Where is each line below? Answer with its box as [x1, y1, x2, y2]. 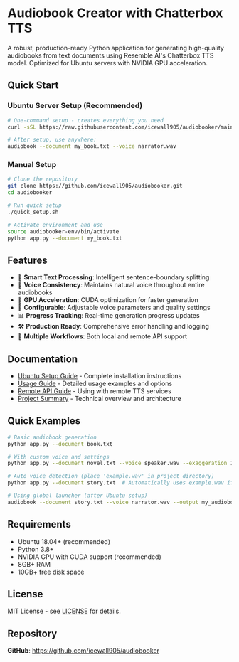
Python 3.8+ [17, 545, 55, 553]
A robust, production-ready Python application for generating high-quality [7, 43, 224, 52]
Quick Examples [7, 415, 81, 427]
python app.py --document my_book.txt [7, 235, 122, 242]
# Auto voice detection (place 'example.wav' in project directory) [7, 473, 215, 480]
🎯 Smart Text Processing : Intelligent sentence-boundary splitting [17, 273, 210, 282]
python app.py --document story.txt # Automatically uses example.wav [7, 479, 224, 486]
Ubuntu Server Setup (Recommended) [7, 101, 143, 111]
